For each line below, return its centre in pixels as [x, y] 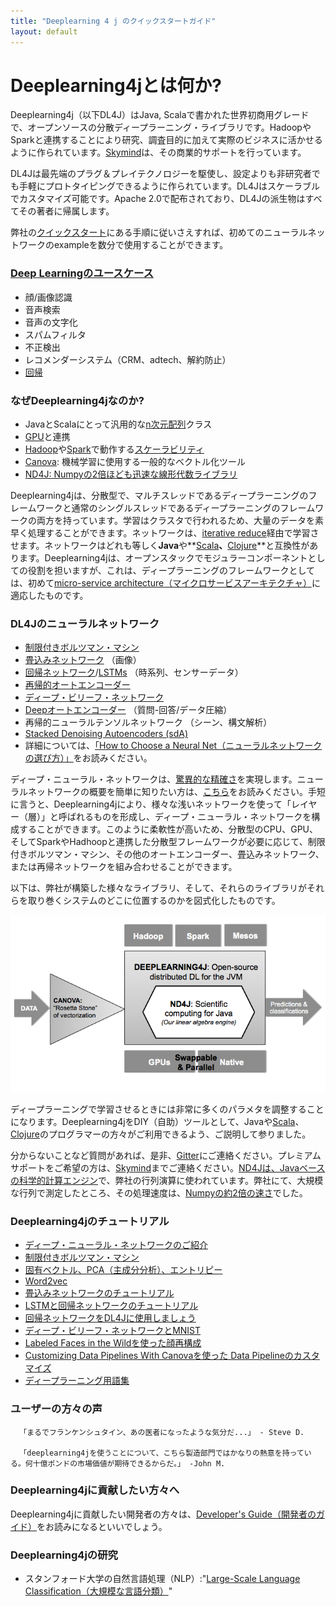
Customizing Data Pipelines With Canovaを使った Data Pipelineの [159, 1356]
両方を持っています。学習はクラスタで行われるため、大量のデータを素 [180, 521]
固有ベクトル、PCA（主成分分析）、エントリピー [123, 1270]
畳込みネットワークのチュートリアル [99, 1293]
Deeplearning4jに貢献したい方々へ [95, 1490]
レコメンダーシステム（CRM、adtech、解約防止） [128, 359]
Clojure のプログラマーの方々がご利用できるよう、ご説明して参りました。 [161, 1134]
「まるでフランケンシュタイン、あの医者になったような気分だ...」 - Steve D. [162, 1432]
